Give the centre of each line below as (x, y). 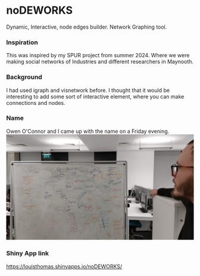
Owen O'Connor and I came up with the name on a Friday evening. (88, 131)
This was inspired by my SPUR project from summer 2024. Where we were (98, 55)
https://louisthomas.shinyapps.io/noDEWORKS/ (64, 266)
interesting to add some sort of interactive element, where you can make (95, 97)
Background (24, 77)
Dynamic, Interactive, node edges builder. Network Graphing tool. (87, 27)
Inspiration (22, 42)
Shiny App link (28, 253)
